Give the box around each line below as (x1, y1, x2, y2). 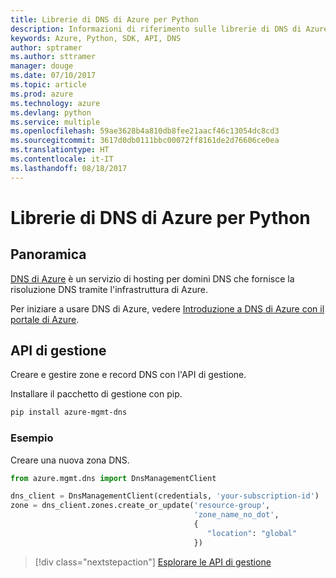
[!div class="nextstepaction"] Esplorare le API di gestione (34, 556, 272, 568)
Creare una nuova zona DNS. (10, 454, 130, 466)
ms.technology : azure (10, 98, 101, 108)
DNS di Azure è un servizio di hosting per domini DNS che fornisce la (10, 272, 295, 285)
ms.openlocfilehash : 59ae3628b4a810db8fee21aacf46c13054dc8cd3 (10, 126, 280, 136)
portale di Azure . (10, 313, 80, 325)
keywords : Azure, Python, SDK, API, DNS (10, 33, 182, 43)
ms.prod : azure (10, 89, 74, 99)
